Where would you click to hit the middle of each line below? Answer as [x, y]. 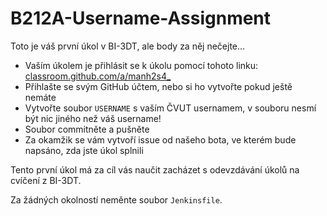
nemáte [40, 97]
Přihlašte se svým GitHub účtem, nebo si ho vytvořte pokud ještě [158, 86]
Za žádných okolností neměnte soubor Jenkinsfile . [116, 199]
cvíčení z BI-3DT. [46, 180]
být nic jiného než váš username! [93, 118]
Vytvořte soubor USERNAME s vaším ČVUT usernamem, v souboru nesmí [170, 108]
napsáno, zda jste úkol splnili [84, 150]
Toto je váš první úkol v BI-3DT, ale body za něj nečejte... [128, 46]
